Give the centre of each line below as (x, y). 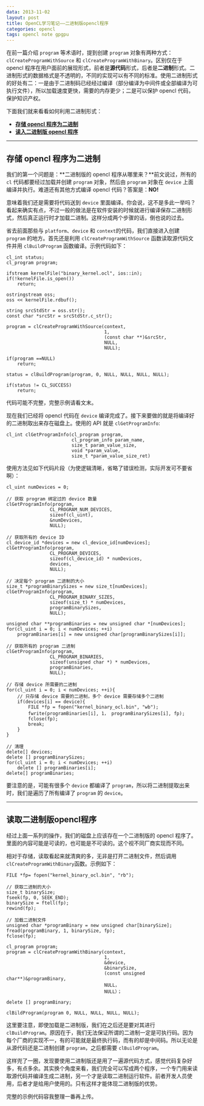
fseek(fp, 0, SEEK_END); (38, 898)
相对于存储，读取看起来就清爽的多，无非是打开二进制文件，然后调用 (91, 856)
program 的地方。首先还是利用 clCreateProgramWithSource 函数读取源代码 (97, 238)
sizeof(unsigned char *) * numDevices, (100, 662)
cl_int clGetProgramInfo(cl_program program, (65, 435)
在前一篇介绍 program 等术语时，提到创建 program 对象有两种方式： (90, 53)
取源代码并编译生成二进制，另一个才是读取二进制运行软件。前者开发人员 (97, 1076)
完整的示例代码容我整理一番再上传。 (52, 1096)
